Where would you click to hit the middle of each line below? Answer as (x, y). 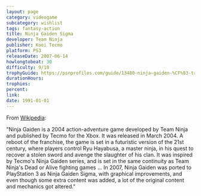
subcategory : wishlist (34, 23)
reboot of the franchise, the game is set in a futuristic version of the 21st (95, 142)
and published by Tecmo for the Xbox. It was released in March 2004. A (95, 136)
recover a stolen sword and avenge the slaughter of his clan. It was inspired (100, 154)
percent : (17, 90)
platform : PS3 (24, 51)
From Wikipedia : (26, 118)
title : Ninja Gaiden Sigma (40, 34)
